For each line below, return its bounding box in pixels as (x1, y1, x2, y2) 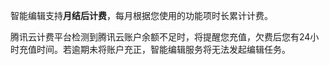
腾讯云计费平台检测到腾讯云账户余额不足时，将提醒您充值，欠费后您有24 (10, 31, 311, 43)
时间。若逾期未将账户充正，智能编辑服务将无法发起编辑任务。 (36, 44, 291, 55)
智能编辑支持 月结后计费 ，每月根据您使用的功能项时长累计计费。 (10, 10, 273, 21)
